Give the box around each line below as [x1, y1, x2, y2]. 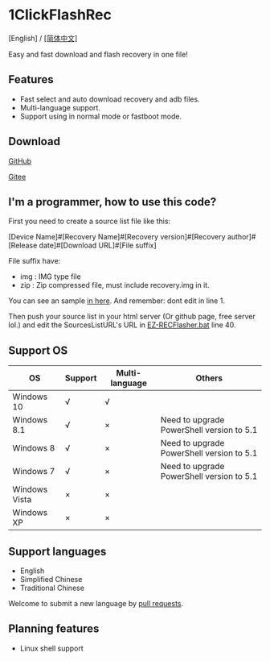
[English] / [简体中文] [8, 33, 78, 43]
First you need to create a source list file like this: [8, 216, 171, 227]
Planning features [8, 622, 100, 636]
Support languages [8, 544, 107, 558]
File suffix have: [8, 256, 61, 266]
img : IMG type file [19, 272, 82, 281]
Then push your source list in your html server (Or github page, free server [8, 312, 256, 322]
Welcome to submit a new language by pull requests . [8, 599, 184, 608]
